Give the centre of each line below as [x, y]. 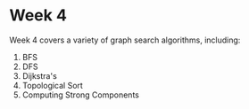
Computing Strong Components [81, 95]
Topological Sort [52, 85]
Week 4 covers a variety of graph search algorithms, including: [125, 40]
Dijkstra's [40, 75]
